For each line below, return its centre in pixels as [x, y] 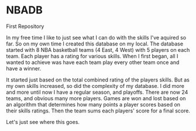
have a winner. [24, 68]
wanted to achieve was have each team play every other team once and [93, 62]
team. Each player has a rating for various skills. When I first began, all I [92, 56]
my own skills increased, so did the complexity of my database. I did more [95, 86]
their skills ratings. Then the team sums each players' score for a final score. [98, 111]
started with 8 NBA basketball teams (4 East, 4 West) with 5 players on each [98, 49]
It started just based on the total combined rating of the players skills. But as [98, 80]
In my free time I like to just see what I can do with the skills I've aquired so [96, 37]
